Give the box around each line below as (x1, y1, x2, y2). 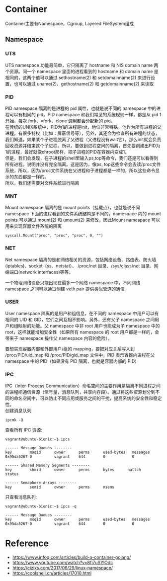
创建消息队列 (5, 408, 31, 414)
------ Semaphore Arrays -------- (5, 481, 77, 486)
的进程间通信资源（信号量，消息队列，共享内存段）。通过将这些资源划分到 (5, 389, 156, 395)
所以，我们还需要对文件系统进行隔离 (5, 180, 80, 186)
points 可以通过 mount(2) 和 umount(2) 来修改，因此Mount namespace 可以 (5, 217, 161, 223)
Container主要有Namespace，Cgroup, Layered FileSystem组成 (5, 20, 134, 26)
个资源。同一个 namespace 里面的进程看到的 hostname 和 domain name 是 (5, 68, 159, 74)
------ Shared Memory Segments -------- (5, 463, 90, 468)
